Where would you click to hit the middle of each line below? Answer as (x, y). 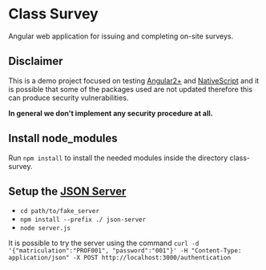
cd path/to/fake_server (60, 212)
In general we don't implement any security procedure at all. (111, 113)
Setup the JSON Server (67, 191)
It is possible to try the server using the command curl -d (104, 243)
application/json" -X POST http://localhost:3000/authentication (119, 258)
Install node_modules (63, 138)
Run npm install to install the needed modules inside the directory (118, 158)
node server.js (45, 228)
